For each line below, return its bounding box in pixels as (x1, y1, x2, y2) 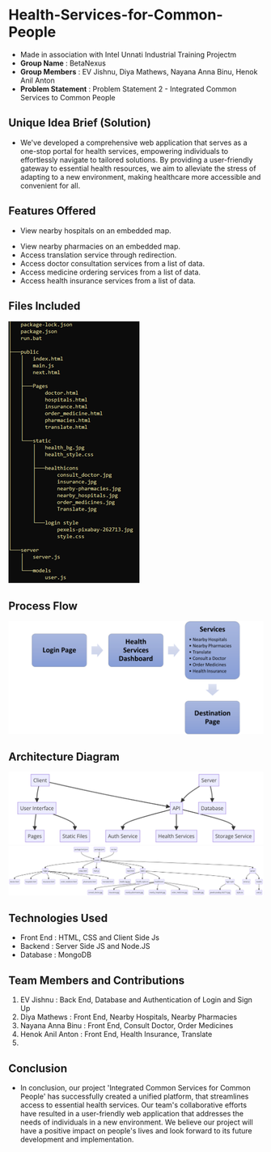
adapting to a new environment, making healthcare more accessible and (19, 172, 261, 181)
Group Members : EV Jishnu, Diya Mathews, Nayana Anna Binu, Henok (19, 66, 258, 76)
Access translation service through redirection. (19, 249, 177, 260)
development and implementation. (19, 1135, 134, 1145)
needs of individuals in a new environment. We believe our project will (19, 1117, 253, 1127)
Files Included (8, 299, 81, 312)
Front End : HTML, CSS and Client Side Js (19, 933, 160, 942)
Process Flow (8, 599, 78, 613)
